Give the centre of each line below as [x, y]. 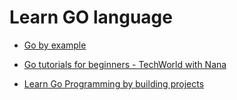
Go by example [55, 45]
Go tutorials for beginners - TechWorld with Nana [125, 64]
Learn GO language [91, 17]
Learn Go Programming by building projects [114, 83]
